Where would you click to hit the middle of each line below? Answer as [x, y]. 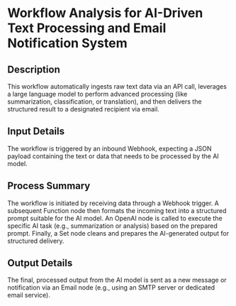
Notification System [67, 43]
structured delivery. [36, 241]
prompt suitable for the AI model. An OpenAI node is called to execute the [115, 218]
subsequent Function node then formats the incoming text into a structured [117, 210]
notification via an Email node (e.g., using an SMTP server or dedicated [111, 288]
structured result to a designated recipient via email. [83, 109]
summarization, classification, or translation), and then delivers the [105, 102]
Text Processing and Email [87, 28]
